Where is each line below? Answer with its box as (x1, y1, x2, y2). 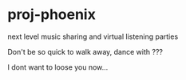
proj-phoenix (7, 6, 97, 24)
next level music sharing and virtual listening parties (7, 32, 179, 41)
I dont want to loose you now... (7, 62, 109, 72)
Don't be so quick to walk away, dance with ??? (7, 47, 163, 56)
